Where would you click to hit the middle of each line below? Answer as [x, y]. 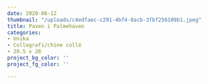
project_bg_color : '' [38, 58]
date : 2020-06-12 [32, 13]
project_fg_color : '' [38, 64]
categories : [24, 32]
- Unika [18, 39]
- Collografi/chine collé [44, 45]
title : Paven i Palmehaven [46, 26]
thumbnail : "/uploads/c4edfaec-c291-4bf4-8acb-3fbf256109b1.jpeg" [104, 20]
